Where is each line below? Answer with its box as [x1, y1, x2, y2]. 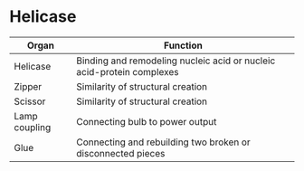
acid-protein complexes [76, 65, 179, 78]
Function [164, 39, 204, 52]
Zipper [14, 80, 43, 92]
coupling [14, 120, 52, 133]
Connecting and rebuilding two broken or [76, 136, 251, 148]
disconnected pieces [76, 147, 166, 159]
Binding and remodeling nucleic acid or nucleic [76, 54, 276, 67]
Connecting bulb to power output [76, 115, 217, 128]
